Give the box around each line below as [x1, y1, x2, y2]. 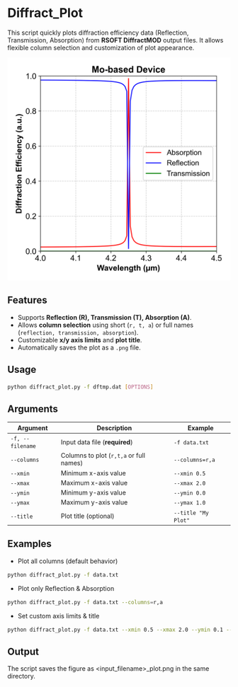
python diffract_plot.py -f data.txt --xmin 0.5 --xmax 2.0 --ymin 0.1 [7, 626, 223, 633]
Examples [7, 538, 52, 550]
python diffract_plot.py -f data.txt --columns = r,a [7, 599, 163, 606]
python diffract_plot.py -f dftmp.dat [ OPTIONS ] [7, 383, 154, 391]
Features [7, 294, 47, 306]
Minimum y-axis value [60, 488, 126, 497]
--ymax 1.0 [173, 500, 206, 507]
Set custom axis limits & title [17, 611, 100, 620]
